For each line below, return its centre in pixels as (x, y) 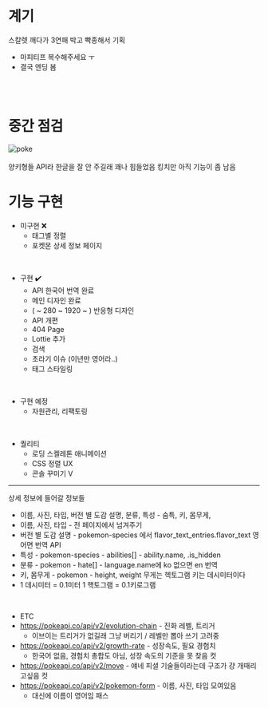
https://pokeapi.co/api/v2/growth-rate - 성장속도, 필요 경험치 (118, 645)
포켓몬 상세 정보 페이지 (67, 245)
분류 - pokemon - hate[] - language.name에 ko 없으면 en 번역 (118, 564)
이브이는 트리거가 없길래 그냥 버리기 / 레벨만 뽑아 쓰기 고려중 (125, 635)
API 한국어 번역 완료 (63, 290)
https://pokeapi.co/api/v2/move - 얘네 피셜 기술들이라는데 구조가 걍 (127, 665)
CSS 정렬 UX (52, 463)
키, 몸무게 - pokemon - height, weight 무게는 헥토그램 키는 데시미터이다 (132, 575)
